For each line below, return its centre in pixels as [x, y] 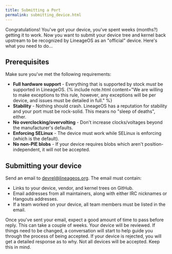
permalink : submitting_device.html [43, 15]
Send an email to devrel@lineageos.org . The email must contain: [73, 178]
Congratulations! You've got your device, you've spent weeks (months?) [82, 29]
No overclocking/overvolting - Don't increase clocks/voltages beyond [88, 122]
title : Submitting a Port [33, 10]
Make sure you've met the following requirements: [58, 74]
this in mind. [18, 247]
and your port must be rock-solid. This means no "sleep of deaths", [84, 111]
